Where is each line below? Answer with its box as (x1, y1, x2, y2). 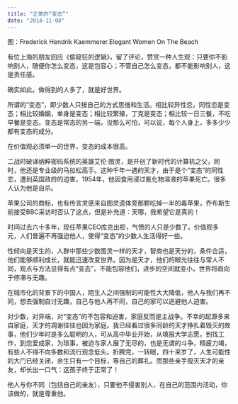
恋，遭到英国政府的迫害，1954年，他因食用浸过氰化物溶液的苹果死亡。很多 (7, 174, 227, 183)
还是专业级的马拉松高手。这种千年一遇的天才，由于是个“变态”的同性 (25, 166, 225, 174)
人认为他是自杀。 (7, 184, 57, 192)
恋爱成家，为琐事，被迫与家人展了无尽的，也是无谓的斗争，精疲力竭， (25, 338, 231, 347)
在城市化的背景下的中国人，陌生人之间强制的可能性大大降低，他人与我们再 (7, 288, 225, 296)
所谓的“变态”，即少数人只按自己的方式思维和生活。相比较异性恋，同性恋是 (7, 100, 225, 108)
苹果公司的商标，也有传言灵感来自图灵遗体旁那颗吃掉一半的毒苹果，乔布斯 (7, 198, 225, 207)
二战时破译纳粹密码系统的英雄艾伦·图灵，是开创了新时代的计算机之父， (7, 157, 215, 165)
